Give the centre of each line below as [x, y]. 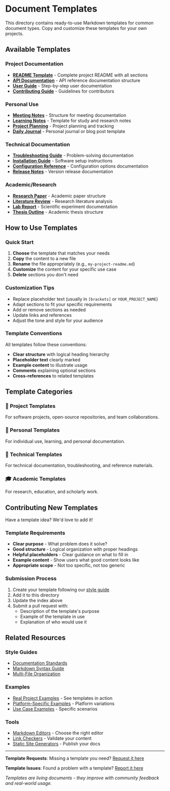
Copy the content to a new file [44, 259]
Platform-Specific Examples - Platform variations [63, 703]
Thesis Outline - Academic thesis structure [58, 212]
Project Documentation [34, 64]
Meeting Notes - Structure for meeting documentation [69, 115]
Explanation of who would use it [53, 622]
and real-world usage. [29, 783]
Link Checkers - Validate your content [52, 738]
